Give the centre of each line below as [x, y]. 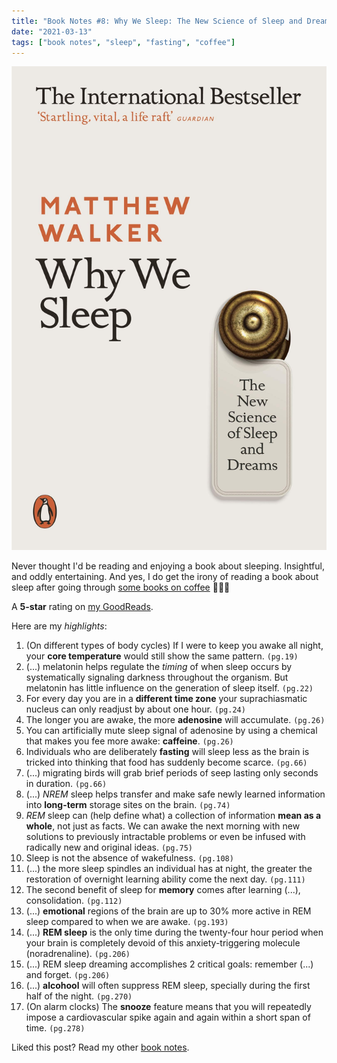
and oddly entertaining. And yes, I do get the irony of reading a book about [165, 577]
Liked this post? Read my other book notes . [100, 1047]
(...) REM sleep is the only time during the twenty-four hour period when [174, 932]
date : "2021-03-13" [52, 31]
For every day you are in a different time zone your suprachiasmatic [166, 699]
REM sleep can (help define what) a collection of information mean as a [173, 816]
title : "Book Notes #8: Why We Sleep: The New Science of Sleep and [157, 21]
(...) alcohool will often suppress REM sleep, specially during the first [168, 986]
